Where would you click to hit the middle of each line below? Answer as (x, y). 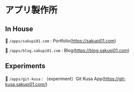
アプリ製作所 (32, 10)
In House (19, 29)
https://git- (115, 79)
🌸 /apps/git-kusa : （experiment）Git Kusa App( (55, 79)
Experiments (25, 66)
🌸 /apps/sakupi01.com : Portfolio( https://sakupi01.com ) (61, 41)
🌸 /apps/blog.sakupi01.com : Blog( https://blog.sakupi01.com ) (67, 50)
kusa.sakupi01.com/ (26, 84)
